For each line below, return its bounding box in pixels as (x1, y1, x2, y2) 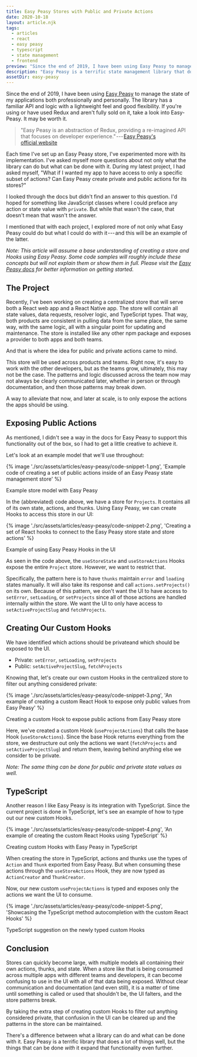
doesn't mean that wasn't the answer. (6, 212, 97, 219)
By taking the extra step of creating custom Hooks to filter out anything (6, 1008, 178, 1015)
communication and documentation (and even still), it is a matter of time (6, 984, 180, 991)
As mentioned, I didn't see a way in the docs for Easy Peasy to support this (6, 434, 188, 441)
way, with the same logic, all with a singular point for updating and (6, 323, 166, 330)
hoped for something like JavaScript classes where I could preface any (6, 199, 178, 206)
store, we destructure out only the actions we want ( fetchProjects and (6, 739, 177, 746)
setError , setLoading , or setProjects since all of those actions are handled (6, 593, 186, 600)
